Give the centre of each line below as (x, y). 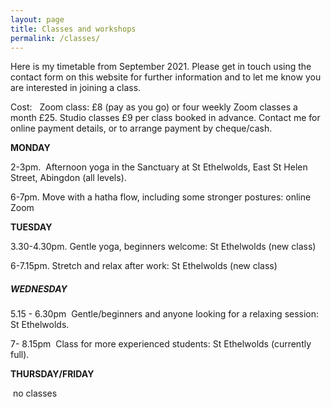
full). (20, 355)
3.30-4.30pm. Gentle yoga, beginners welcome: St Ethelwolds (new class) (163, 247)
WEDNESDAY (39, 288)
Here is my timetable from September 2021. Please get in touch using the (161, 67)
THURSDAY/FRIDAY (52, 374)
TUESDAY (31, 227)
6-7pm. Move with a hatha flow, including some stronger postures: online (161, 197)
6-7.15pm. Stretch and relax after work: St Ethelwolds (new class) (144, 266)
